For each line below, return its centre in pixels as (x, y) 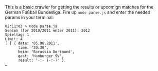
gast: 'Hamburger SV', (41, 56)
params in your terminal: (29, 17)
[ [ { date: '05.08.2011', (32, 43)
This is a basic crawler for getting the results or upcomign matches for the (79, 7)
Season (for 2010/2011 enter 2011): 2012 (48, 31)
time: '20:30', (33, 48)
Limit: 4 (14, 39)
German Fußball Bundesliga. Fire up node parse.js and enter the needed (78, 12)
